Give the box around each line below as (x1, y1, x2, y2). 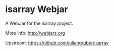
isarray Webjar (5, 4, 68, 15)
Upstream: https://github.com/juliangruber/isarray (5, 39, 109, 46)
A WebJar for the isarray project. (5, 20, 73, 26)
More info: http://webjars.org (5, 30, 66, 36)
